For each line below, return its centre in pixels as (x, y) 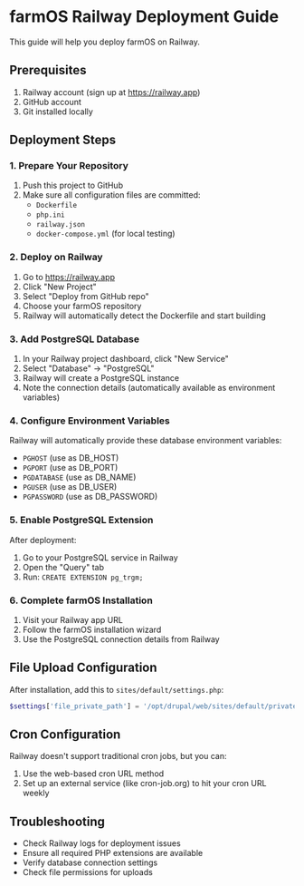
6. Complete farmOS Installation (81, 600)
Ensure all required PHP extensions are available (113, 853)
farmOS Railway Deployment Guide (144, 17)
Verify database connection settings (90, 862)
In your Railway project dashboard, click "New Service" (125, 359)
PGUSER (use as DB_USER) (70, 487)
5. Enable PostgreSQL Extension (81, 521)
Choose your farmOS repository (82, 306)
